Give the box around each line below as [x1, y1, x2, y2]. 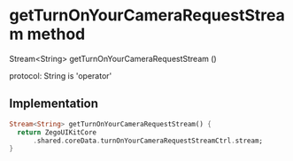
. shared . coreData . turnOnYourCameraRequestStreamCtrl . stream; [32, 136, 264, 145]
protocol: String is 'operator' [9, 70, 112, 80]
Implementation [9, 96, 99, 111]
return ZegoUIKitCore [17, 127, 97, 137]
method [27, 24, 86, 44]
